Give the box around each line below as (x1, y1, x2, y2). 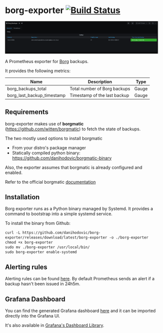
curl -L (5, 230, 21, 235)
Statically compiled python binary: (12, 150, 81, 156)
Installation (5, 193, 40, 201)
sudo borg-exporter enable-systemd (5, 250, 77, 254)
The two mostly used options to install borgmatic (5, 135, 103, 141)
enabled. (5, 170, 23, 175)
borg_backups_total (7, 86, 47, 92)
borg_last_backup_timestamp (7, 93, 66, 98)
